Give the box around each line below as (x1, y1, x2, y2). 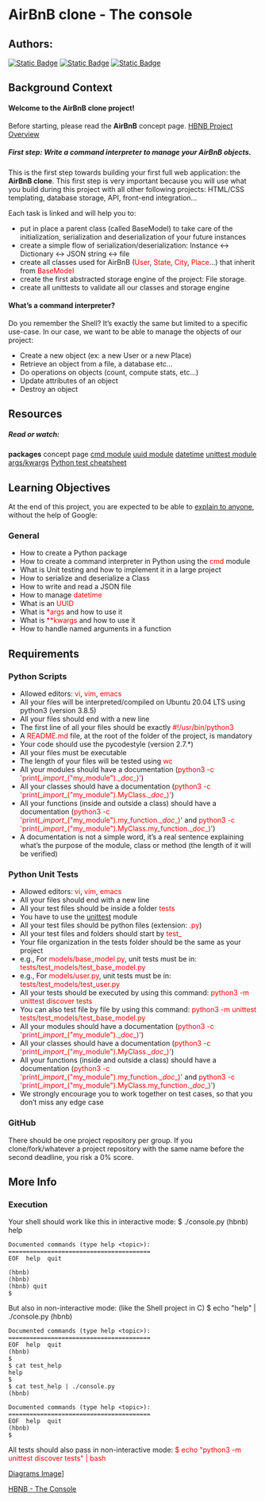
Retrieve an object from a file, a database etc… (19, 359, 173, 368)
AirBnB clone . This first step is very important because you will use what (8, 176, 248, 186)
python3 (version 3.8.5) (19, 705, 97, 715)
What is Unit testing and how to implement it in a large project (19, 565, 221, 574)
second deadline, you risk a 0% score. (8, 1152, 134, 1161)
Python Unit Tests (8, 869, 79, 880)
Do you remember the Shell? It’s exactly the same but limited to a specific (8, 318, 248, 328)
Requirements (8, 647, 79, 660)
